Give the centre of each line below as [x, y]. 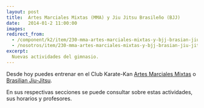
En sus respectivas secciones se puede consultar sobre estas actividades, [100, 92]
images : [16, 29]
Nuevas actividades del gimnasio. [55, 57]
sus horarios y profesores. [39, 98]
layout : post [23, 12]
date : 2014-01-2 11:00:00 [42, 23]
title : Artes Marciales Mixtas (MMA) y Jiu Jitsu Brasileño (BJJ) [93, 17]
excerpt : [17, 51]
